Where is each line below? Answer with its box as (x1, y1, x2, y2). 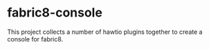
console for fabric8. (7, 35, 64, 43)
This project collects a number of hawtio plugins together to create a (7, 28, 203, 36)
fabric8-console (7, 5, 102, 21)
